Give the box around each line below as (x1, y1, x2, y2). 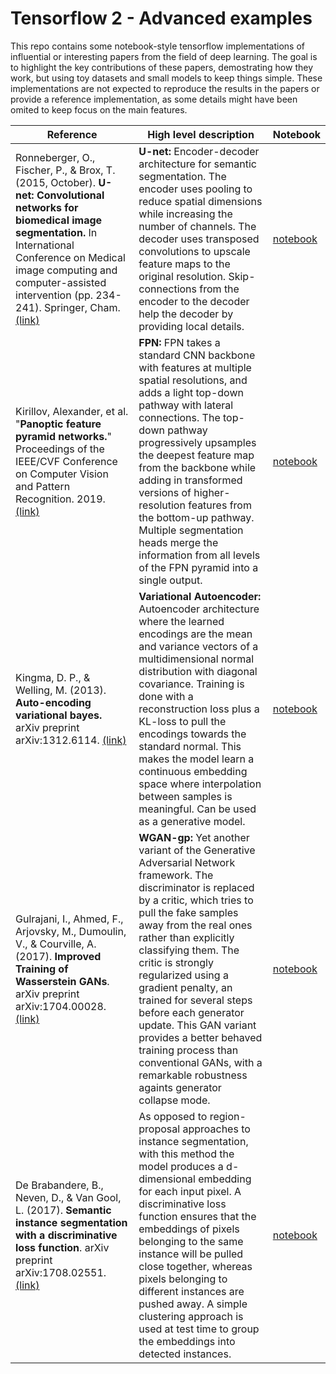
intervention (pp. (15, 288, 94, 302)
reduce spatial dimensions (138, 194, 263, 208)
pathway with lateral (138, 398, 234, 412)
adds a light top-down (138, 385, 244, 399)
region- (209, 1109, 247, 1123)
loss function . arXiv (15, 1240, 110, 1254)
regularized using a (138, 968, 229, 982)
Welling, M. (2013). (15, 683, 107, 697)
